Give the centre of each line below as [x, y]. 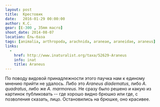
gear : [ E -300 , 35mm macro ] [34, 28]
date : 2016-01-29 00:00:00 [35, 19]
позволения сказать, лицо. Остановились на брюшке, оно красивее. [78, 99]
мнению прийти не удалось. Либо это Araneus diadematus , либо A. [76, 83]
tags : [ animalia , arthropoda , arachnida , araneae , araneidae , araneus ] [80, 42]
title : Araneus [30, 64]
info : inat [25, 60]
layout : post [19, 10]
